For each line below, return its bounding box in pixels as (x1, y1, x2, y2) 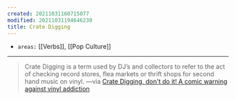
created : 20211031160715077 (7, 10, 90, 17)
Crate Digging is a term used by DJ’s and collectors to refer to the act (24, 62, 225, 71)
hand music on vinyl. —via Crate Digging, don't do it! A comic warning (24, 78, 228, 86)
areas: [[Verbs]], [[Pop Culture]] (17, 43, 111, 51)
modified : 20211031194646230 (7, 17, 93, 24)
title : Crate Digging (7, 23, 71, 30)
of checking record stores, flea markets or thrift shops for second (24, 70, 214, 78)
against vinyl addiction (24, 85, 90, 93)
